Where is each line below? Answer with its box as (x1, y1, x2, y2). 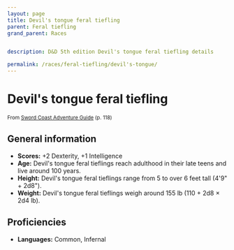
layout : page (7, 10, 45, 17)
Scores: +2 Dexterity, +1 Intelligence (17, 152, 123, 160)
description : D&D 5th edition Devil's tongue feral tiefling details (7, 48, 214, 56)
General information (7, 133, 96, 145)
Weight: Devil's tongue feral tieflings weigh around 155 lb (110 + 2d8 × (17, 189, 220, 197)
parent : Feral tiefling (7, 23, 77, 30)
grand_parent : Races (7, 29, 68, 37)
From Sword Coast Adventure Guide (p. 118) (7, 114, 112, 121)
